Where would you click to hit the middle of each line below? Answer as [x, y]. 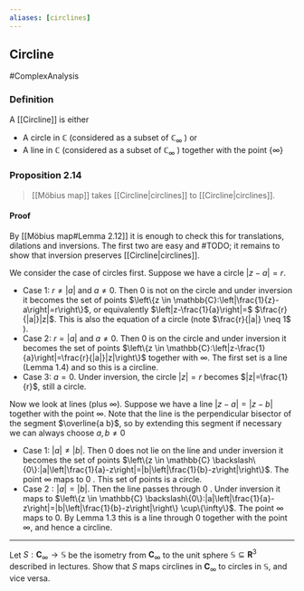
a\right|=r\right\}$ [56, 310]
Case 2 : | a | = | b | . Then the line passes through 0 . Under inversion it [151, 489]
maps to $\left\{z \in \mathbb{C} [83, 498]
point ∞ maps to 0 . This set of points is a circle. [112, 479]
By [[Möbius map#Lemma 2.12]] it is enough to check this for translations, [147, 235]
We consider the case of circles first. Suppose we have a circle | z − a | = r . [148, 272]
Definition [32, 100]
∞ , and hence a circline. [67, 527]
